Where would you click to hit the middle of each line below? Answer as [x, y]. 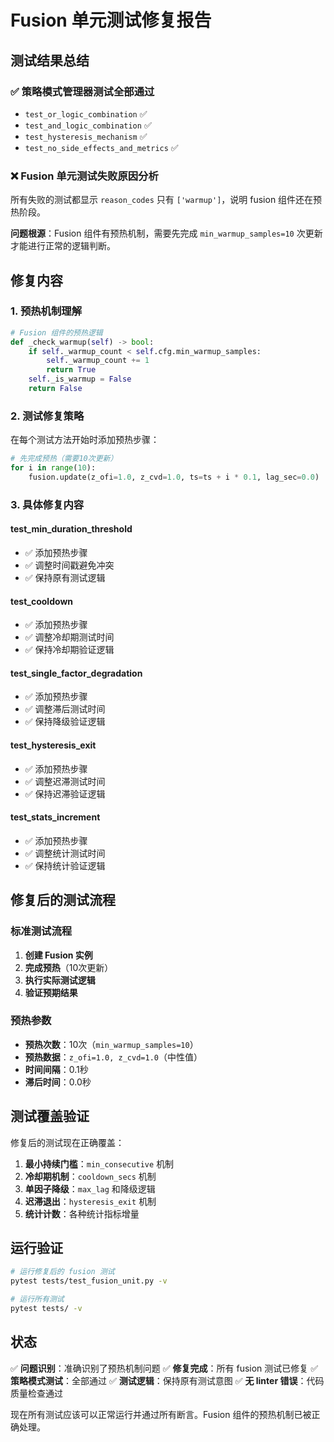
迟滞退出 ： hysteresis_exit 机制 [90, 1201]
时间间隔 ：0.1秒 [56, 1069]
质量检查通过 [36, 1393]
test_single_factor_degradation [76, 673]
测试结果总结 [50, 60]
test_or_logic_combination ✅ [86, 113]
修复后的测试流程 [63, 900]
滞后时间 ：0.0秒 [58, 1082]
